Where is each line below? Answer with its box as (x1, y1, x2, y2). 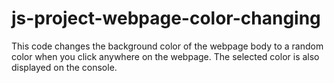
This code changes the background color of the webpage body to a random (11, 40, 324, 52)
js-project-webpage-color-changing (11, 7, 321, 30)
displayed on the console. (11, 61, 118, 73)
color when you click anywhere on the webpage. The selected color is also (11, 50, 320, 62)
